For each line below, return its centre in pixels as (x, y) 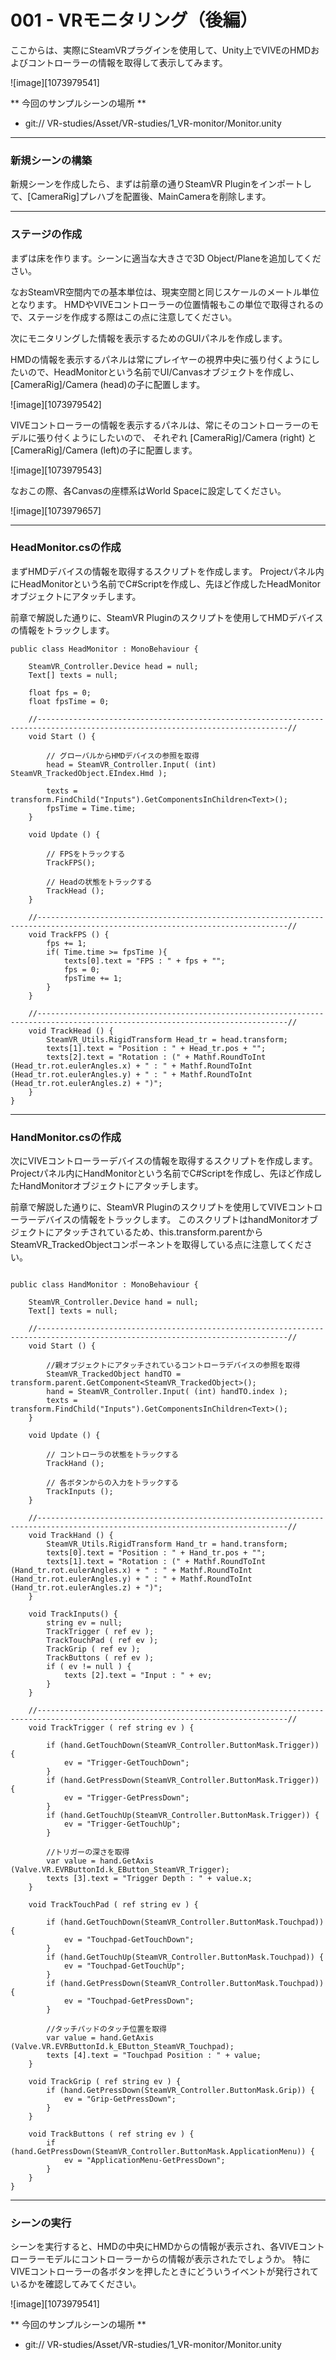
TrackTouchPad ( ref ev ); (102, 1641)
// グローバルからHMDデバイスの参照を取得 (123, 756)
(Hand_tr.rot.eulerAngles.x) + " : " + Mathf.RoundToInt (131, 1571)
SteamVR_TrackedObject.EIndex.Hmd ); (89, 773)
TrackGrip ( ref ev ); (93, 1649)
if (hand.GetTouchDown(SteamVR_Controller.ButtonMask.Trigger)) (183, 1746)
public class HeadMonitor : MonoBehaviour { (104, 649)
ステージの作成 (46, 234)
